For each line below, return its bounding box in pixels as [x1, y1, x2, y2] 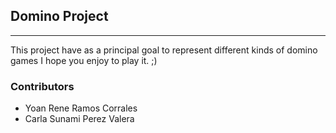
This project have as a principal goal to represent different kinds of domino [10, 44, 318, 56]
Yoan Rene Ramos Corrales [24, 102, 138, 114]
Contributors [10, 79, 75, 93]
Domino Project [10, 8, 109, 25]
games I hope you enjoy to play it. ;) [10, 54, 158, 66]
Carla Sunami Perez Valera [24, 113, 135, 125]
